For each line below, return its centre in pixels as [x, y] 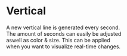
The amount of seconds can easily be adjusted [64, 33]
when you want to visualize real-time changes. [63, 46]
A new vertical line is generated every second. [63, 27]
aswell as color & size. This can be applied [58, 40]
